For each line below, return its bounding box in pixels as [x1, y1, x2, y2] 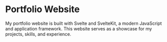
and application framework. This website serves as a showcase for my [5, 25, 152, 31]
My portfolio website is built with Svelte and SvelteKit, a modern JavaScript [5, 20, 162, 26]
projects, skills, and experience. [5, 31, 72, 37]
